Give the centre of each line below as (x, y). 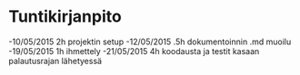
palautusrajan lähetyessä (55, 61)
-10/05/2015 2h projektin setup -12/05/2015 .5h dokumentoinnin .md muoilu (150, 42)
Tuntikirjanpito (65, 17)
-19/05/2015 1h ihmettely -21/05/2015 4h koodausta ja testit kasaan (134, 51)
